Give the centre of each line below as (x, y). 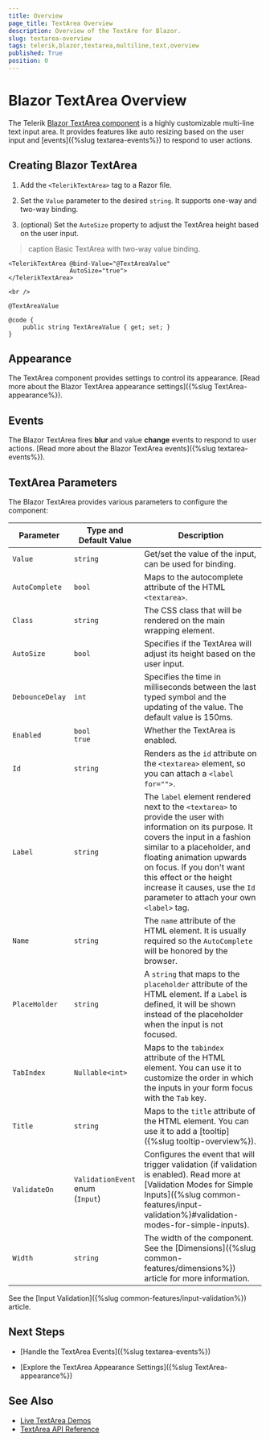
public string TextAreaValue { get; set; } (97, 327)
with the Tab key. (176, 1098)
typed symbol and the (185, 697)
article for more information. (197, 1278)
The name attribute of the (190, 921)
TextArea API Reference (59, 1429)
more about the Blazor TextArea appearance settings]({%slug (110, 387)
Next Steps (37, 1332)
